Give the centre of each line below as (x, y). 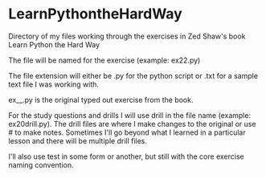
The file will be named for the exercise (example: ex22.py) (104, 60)
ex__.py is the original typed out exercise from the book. (101, 99)
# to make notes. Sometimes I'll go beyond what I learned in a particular (127, 132)
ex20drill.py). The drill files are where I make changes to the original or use (132, 123)
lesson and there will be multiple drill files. (78, 140)
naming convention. (41, 164)
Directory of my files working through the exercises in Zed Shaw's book (127, 36)
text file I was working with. (53, 84)
